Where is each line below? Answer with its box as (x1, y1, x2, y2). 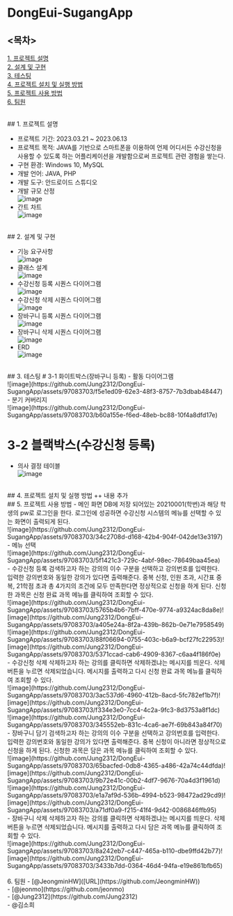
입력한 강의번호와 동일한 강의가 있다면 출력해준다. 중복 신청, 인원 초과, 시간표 (7, 573, 215, 581)
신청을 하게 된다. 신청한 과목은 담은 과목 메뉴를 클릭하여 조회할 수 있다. (7, 746, 198, 755)
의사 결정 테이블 (17, 461, 61, 470)
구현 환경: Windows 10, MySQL (17, 161, 104, 168)
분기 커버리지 (11, 395, 47, 404)
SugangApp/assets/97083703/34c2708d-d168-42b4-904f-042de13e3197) (7, 532, 223, 541)
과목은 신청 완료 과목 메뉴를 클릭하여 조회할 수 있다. (14, 590, 154, 599)
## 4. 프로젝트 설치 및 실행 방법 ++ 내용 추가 (7, 491, 129, 499)
